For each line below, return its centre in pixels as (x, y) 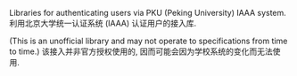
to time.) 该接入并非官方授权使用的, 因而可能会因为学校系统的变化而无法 (141, 51)
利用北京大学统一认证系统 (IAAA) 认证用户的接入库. (103, 23)
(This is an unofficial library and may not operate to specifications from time (148, 41)
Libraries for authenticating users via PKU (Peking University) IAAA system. (148, 13)
